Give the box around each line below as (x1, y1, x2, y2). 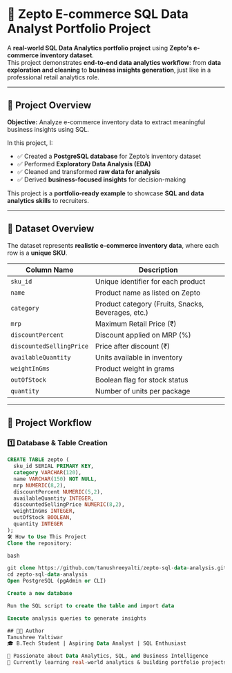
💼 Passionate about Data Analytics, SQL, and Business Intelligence (7, 652, 209, 660)
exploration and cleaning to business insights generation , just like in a (7, 66, 211, 74)
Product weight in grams (95, 364, 175, 373)
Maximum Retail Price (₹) (95, 319, 177, 329)
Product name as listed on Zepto (95, 288, 201, 298)
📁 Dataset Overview (7, 223, 95, 235)
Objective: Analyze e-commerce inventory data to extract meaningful (7, 117, 206, 126)
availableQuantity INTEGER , (13, 495, 95, 502)
